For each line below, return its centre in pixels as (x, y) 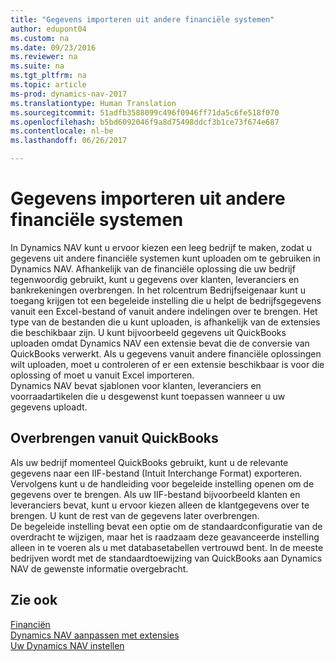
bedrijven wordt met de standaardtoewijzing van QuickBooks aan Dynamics (166, 558)
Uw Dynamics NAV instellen (67, 645)
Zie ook (34, 600)
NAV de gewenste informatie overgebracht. (99, 568)
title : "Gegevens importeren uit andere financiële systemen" (142, 19)
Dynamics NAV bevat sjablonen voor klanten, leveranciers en (136, 385)
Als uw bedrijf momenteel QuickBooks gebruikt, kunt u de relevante (149, 462)
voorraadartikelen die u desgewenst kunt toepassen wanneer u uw (148, 396)
